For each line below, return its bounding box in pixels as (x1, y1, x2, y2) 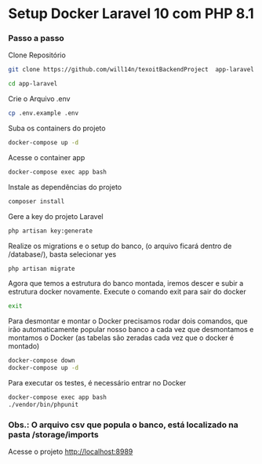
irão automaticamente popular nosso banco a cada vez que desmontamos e (8, 325, 254, 334)
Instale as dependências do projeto (8, 182, 122, 192)
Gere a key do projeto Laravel (8, 211, 104, 221)
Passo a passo (8, 33, 64, 44)
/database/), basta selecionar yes (8, 249, 117, 259)
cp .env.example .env (8, 109, 79, 118)
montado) (8, 342, 40, 351)
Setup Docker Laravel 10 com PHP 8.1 (8, 5, 255, 23)
